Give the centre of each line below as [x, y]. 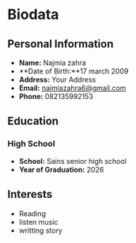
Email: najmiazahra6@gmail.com [72, 88]
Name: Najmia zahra [52, 63]
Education [33, 121]
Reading [32, 213]
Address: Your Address [57, 80]
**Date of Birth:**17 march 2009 [74, 71]
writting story [40, 230]
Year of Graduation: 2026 [61, 169]
